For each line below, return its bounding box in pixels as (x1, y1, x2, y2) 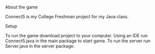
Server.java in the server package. (5, 43, 75, 49)
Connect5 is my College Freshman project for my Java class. (5, 14, 129, 19)
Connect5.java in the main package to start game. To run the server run (5, 38, 151, 44)
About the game (5, 4, 38, 10)
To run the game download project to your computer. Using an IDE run (5, 33, 148, 38)
